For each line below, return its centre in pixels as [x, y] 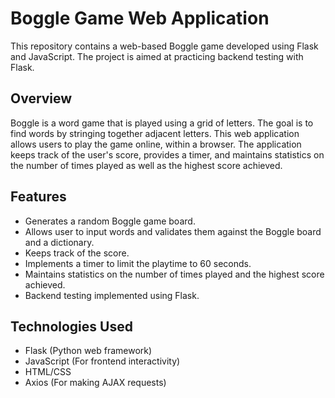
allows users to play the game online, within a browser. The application [156, 144]
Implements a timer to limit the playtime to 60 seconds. [138, 263]
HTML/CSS [48, 372]
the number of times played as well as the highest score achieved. [146, 165]
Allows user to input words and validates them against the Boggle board [173, 231]
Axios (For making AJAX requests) [95, 383]
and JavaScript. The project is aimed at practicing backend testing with [157, 56]
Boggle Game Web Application [140, 18]
